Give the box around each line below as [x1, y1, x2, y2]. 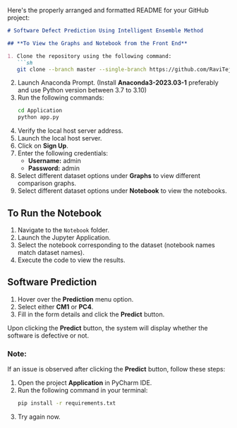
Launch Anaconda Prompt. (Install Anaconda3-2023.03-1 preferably [17, 78, 219, 87]
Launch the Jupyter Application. [17, 233, 111, 242]
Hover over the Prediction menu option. [17, 295, 134, 303]
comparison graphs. [17, 179, 76, 188]
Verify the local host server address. [17, 126, 123, 135]
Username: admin [28, 157, 81, 165]
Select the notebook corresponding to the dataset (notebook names [17, 240, 215, 249]
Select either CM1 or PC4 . [17, 302, 94, 311]
